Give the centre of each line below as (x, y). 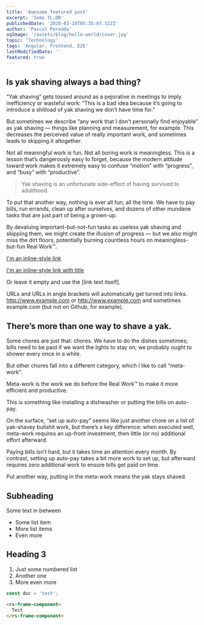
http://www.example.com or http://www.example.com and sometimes (93, 300)
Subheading (30, 496)
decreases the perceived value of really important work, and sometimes (97, 134)
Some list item (33, 522)
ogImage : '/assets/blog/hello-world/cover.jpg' (68, 35)
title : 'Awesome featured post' (47, 12)
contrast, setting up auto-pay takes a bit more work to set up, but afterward (101, 458)
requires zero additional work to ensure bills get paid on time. (83, 465)
